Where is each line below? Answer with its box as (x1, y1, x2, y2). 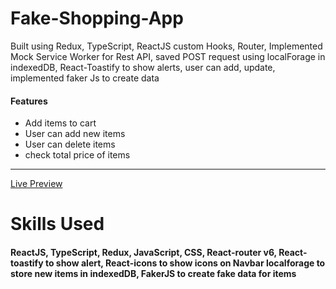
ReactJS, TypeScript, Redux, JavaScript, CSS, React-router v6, (10, 246, 277, 258)
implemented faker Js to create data (10, 72, 160, 84)
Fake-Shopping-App (10, 7, 184, 30)
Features (10, 95, 48, 107)
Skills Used (10, 213, 105, 236)
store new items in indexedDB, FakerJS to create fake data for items (10, 267, 297, 279)
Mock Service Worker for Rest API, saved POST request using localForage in (10, 50, 326, 62)
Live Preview (10, 178, 63, 190)
